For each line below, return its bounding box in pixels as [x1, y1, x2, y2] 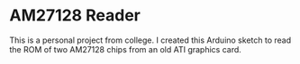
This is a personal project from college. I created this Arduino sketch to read [9, 35, 291, 45]
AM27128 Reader [9, 5, 141, 26]
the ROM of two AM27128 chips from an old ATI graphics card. [9, 44, 241, 54]
